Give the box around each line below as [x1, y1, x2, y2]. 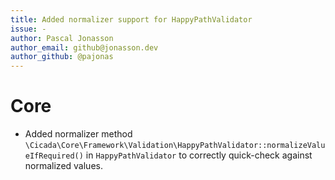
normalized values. [24, 160, 103, 172]
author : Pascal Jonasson [10, 33, 114, 43]
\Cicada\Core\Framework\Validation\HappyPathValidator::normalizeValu [24, 141, 326, 151]
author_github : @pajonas [10, 52, 114, 62]
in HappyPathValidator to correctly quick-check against [85, 149, 313, 161]
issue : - [10, 24, 47, 34]
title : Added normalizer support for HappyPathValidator [10, 14, 253, 25]
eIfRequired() [24, 151, 84, 161]
